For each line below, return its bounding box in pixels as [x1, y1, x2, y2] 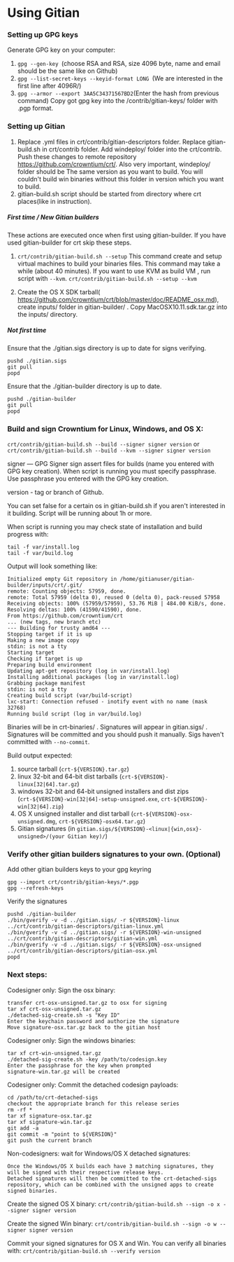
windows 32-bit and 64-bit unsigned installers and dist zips [17, 787, 189, 796]
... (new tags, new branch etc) [7, 619, 101, 626]
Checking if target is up [7, 655, 82, 663]
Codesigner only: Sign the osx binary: [7, 986, 116, 994]
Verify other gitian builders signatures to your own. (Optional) [7, 849, 221, 859]
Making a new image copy [7, 637, 80, 644]
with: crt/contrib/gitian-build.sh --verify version [7, 1246, 161, 1255]
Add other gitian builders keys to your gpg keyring [7, 865, 152, 874]
